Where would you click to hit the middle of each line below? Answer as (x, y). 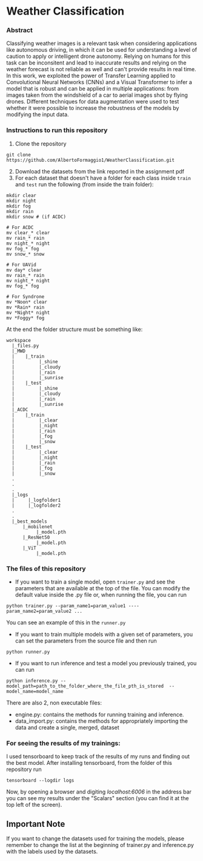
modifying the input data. (38, 114)
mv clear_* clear (28, 232)
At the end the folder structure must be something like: (75, 329)
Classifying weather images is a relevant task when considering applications (101, 43)
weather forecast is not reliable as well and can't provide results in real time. (101, 69)
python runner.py (28, 652)
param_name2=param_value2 (39, 612)
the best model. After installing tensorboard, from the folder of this (89, 763)
